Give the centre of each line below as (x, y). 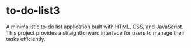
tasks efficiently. (26, 39)
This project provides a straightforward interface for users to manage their (95, 32)
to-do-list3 (33, 11)
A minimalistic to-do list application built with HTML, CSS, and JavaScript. (95, 27)
